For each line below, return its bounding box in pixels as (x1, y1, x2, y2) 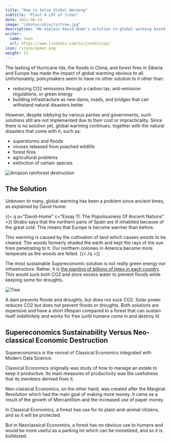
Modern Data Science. (5, 355, 53, 361)
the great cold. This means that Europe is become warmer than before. (5, 224, 155, 231)
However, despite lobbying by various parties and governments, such (5, 111, 152, 118)
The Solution (5, 184, 47, 193)
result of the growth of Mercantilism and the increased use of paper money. (5, 397, 164, 403)
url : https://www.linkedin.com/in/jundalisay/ (10, 41, 111, 46)
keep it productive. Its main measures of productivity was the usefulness (5, 370, 158, 377)
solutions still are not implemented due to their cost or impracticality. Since (5, 117, 162, 123)
